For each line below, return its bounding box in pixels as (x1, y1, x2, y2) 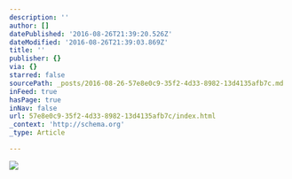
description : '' (9, 12, 69, 22)
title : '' (9, 46, 46, 55)
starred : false (9, 71, 66, 80)
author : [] (9, 21, 50, 30)
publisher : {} (9, 54, 62, 63)
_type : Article (9, 128, 66, 137)
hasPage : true (9, 95, 62, 105)
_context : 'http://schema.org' (9, 121, 125, 129)
